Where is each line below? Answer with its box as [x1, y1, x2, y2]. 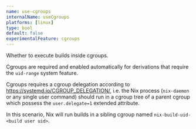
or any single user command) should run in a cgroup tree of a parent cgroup [6, 93, 190, 100]
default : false [6, 30, 43, 36]
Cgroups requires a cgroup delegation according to [6, 81, 130, 88]
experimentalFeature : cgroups [6, 36, 80, 42]
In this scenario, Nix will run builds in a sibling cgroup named [6, 111, 153, 118]
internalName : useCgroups [6, 14, 69, 20]
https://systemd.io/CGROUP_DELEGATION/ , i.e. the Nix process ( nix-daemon [6, 87, 190, 94]
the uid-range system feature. [6, 70, 78, 76]
